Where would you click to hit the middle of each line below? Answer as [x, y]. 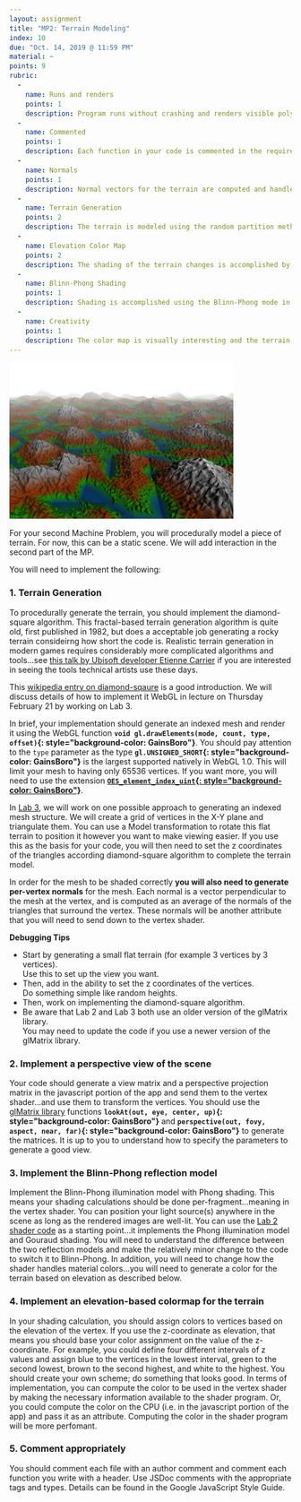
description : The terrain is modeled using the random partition [150, 227]
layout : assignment [46, 19]
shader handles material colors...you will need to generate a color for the [143, 1269]
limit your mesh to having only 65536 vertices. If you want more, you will [143, 771]
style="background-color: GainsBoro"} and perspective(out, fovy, [138, 1121]
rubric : [24, 76]
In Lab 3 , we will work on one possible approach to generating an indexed [146, 807]
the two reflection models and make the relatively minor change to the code [149, 1249]
